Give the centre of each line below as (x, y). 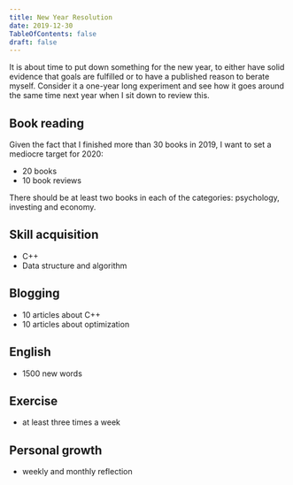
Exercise (34, 400)
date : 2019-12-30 (41, 26)
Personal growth (56, 450)
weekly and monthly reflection (77, 472)
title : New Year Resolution (61, 17)
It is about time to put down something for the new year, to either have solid (147, 67)
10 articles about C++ (61, 314)
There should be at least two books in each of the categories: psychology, (145, 198)
